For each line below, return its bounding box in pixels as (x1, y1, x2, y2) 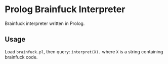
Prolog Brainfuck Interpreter (5, 4, 125, 15)
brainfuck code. (5, 54, 38, 60)
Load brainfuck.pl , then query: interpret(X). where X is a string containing (5, 48, 163, 54)
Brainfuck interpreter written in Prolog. (5, 20, 85, 26)
